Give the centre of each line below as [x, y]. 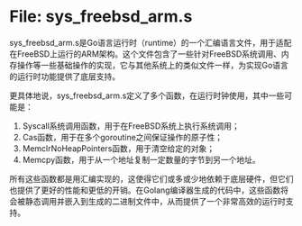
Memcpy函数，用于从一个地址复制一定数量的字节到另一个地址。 [142, 159]
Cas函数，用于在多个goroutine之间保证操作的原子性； [123, 137]
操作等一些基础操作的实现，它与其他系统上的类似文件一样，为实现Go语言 [152, 65]
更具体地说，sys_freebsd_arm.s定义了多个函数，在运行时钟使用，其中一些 [147, 95]
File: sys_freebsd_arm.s [101, 17]
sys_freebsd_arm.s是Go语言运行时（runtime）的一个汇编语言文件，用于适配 [151, 42]
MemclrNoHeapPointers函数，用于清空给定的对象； [119, 148]
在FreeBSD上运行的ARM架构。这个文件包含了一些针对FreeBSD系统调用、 [146, 54]
